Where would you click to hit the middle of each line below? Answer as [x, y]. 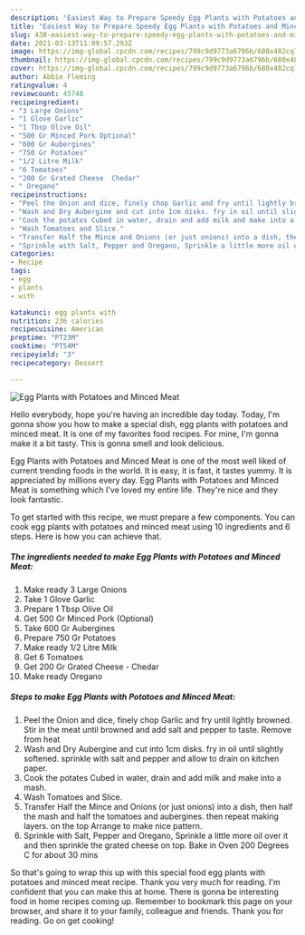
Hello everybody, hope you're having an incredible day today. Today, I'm [145, 414]
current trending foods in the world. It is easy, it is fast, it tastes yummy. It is [151, 470]
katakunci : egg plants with [63, 312]
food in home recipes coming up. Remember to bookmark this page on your [152, 901]
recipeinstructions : [49, 195]
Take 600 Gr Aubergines [69, 628]
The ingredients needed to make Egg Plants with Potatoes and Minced [145, 557]
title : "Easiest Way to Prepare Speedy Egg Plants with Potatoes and [144, 26]
